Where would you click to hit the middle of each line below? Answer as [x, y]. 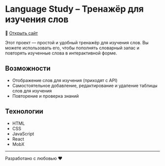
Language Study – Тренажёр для [74, 9]
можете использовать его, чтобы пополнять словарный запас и [72, 48]
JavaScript [23, 134]
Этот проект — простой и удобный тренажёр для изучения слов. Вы [77, 42]
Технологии [24, 111]
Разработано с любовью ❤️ [34, 158]
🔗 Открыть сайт [22, 33]
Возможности [28, 69]
